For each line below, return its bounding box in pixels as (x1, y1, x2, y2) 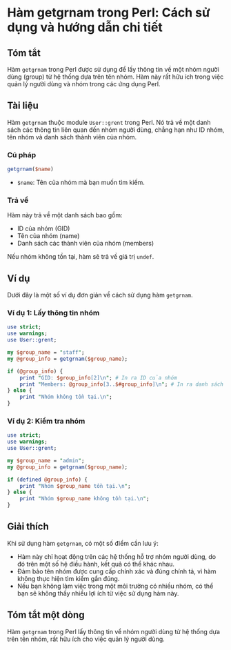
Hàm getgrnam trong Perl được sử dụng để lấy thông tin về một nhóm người (7, 66, 219, 73)
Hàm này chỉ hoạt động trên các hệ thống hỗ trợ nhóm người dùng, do (17, 552, 216, 560)
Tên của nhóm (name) (17, 232, 80, 240)
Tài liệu (7, 100, 39, 112)
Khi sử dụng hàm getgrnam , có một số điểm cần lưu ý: (7, 539, 159, 547)
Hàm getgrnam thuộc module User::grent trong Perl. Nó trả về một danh (7, 118, 211, 126)
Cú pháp (7, 150, 37, 159)
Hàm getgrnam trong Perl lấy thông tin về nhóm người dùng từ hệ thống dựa (7, 627, 221, 636)
